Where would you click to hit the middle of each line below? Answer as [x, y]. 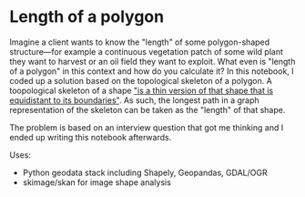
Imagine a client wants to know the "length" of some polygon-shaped [140, 42]
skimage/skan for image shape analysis [97, 182]
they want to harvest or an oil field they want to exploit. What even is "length [152, 61]
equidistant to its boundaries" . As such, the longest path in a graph [134, 100]
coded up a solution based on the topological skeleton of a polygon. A [141, 80]
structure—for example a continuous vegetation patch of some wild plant [147, 51]
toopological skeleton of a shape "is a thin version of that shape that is [142, 90]
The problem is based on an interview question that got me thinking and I [147, 127]
